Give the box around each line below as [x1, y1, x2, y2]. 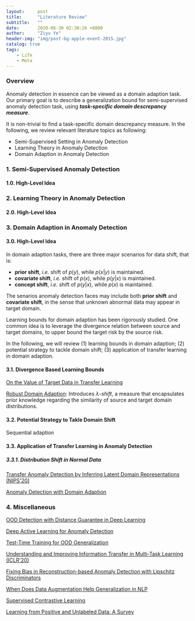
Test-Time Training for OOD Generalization [6, 539, 109, 546]
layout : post [6, 8, 48, 15]
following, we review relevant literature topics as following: [6, 127, 147, 134]
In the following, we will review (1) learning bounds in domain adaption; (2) [6, 340, 185, 347]
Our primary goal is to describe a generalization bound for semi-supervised [6, 96, 188, 103]
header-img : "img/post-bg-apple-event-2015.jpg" [6, 36, 127, 42]
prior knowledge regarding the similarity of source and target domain [6, 396, 172, 403]
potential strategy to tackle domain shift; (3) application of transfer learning [6, 346, 187, 353]
